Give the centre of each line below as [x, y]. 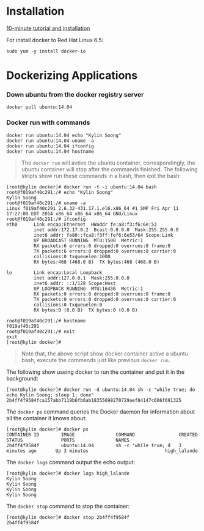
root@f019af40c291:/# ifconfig [46, 219]
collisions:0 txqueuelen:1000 [72, 256]
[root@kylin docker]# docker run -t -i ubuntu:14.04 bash [82, 187]
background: [22, 378]
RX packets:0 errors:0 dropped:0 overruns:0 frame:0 [102, 294]
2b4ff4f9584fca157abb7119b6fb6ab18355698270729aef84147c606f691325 [94, 400]
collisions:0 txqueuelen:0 [68, 305]
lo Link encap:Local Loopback [54, 273]
